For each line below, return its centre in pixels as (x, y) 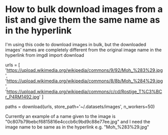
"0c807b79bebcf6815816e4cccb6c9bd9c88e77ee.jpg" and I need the (78, 121)
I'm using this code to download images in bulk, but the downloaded (76, 44)
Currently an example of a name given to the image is (60, 116)
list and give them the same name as (83, 20)
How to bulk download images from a (84, 9)
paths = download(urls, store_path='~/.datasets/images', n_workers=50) (80, 106)
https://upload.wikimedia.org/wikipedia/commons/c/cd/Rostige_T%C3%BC (85, 91)
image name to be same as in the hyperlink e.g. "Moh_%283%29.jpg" (77, 127)
